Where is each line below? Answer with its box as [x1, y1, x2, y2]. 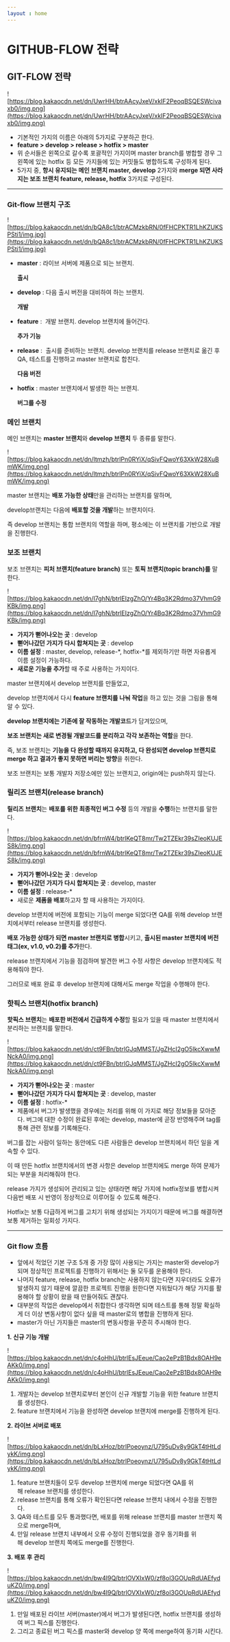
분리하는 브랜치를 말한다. [7, 1024, 73, 1032]
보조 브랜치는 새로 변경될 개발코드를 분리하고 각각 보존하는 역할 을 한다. [7, 731, 193, 739]
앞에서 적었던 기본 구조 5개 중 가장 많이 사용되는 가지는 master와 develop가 [16, 1258, 220, 1266]
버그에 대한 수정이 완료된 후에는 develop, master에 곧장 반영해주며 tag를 [26, 1115, 221, 1124]
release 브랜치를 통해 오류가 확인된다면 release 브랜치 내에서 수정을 [16, 1495, 200, 1504]
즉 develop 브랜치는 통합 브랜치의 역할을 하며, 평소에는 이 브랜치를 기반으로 [7, 520, 209, 528]
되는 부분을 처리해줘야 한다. [7, 1170, 81, 1179]
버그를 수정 [16, 398, 47, 406]
